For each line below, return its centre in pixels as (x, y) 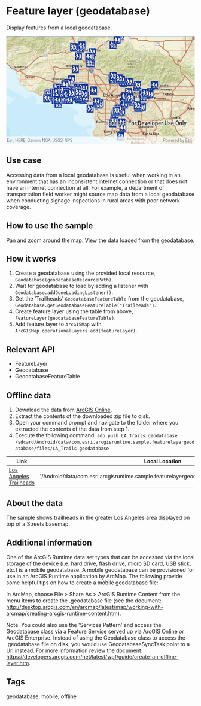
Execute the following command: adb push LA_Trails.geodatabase (96, 435)
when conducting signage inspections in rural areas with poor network (93, 200)
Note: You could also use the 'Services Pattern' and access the (84, 625)
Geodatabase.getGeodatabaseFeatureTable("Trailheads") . (86, 305)
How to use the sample (50, 226)
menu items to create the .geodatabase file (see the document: (84, 601)
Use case (24, 161)
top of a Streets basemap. (38, 524)
